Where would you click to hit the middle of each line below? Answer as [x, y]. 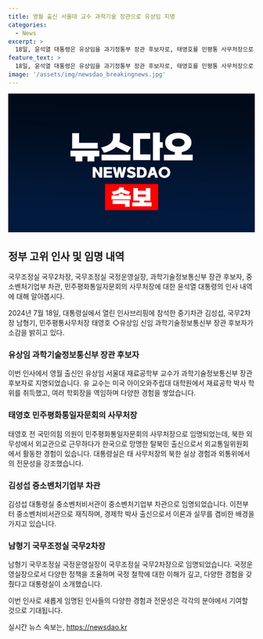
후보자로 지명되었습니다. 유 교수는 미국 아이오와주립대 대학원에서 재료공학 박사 [127, 383]
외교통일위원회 [227, 444]
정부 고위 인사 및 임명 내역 [67, 256]
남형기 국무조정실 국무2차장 [57, 546]
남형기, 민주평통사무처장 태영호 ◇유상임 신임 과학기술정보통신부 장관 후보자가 [135, 323]
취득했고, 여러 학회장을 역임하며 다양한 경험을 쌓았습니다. [109, 393]
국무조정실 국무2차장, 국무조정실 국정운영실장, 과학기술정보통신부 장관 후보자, [126, 277]
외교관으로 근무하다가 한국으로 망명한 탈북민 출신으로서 [119, 444]
